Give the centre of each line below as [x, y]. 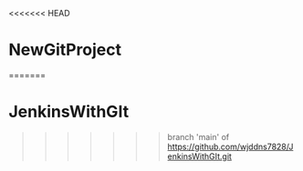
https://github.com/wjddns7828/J [230, 146]
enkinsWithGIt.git [199, 156]
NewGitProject [65, 50]
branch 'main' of [199, 136]
